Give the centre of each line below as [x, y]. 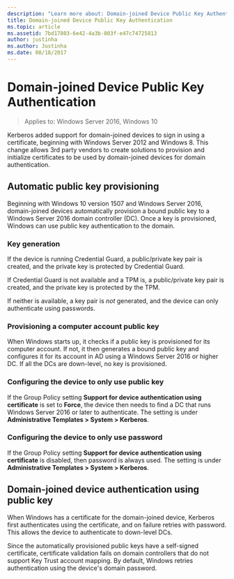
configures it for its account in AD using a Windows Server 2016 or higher [113, 356]
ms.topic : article [34, 27]
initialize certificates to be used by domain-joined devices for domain [106, 157]
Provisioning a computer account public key [83, 326]
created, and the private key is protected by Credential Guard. [96, 266]
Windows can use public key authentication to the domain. [91, 226]
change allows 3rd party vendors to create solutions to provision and [106, 149]
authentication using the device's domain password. [82, 568]
